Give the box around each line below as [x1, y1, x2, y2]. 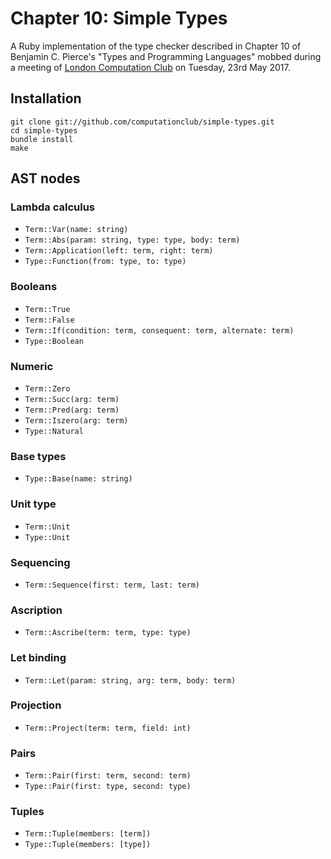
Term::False [24, 315, 75, 325]
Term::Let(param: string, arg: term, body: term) [24, 675, 237, 686]
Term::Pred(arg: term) [24, 405, 120, 416]
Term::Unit [24, 522, 71, 532]
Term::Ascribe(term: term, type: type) [24, 628, 192, 638]
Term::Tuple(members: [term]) [24, 829, 152, 839]
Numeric [10, 359, 54, 373]
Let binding [10, 651, 67, 665]
